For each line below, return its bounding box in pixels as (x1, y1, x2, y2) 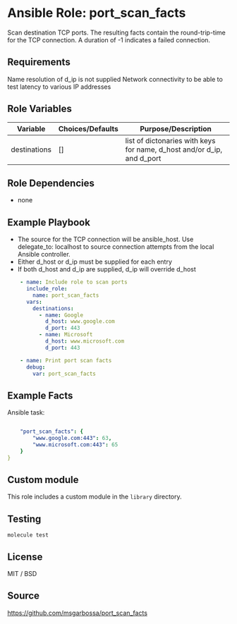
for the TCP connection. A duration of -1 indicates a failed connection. (7, 35, 210, 44)
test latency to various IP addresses (7, 82, 111, 91)
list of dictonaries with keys (125, 135, 216, 145)
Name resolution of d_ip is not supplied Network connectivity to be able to (7, 75, 224, 83)
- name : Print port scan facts (20, 357, 112, 364)
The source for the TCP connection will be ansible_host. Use (17, 235, 194, 244)
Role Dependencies (7, 177, 95, 189)
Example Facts (7, 389, 73, 401)
